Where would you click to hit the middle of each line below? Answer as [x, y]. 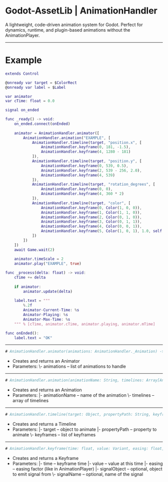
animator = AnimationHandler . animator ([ [57, 133]
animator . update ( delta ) [48, 291]
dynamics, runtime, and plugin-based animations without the [68, 30]
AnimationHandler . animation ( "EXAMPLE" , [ [67, 138]
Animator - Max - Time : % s [47, 319]
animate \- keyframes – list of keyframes [54, 435]
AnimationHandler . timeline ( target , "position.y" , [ [87, 161]
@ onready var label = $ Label [35, 87]
